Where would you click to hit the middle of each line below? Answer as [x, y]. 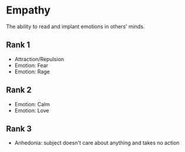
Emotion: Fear [31, 65]
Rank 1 [18, 45]
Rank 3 [19, 129]
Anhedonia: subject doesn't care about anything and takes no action [97, 143]
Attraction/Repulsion [39, 59]
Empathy [28, 10]
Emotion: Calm [32, 104]
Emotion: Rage [32, 72]
